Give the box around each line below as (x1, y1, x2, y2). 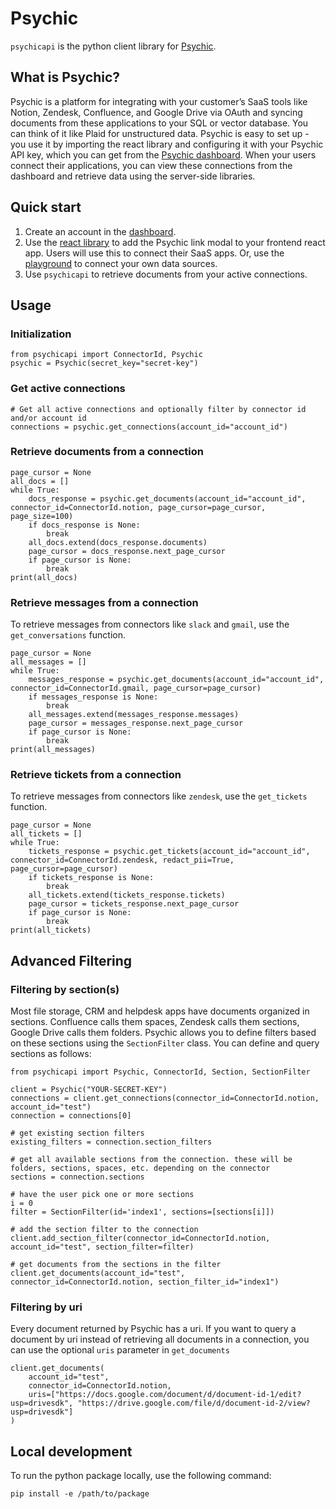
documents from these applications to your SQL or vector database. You (10, 117, 309, 129)
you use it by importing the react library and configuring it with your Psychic (10, 138, 324, 150)
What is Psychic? (10, 69, 121, 86)
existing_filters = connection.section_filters (10, 1137, 213, 1147)
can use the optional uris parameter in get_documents (10, 1344, 230, 1356)
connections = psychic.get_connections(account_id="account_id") (10, 422, 288, 432)
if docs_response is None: (28, 520, 141, 530)
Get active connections (10, 382, 126, 396)
